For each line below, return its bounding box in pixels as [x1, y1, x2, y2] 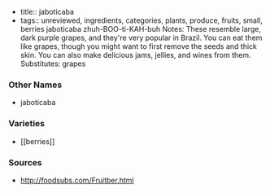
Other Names [8, 79, 63, 90]
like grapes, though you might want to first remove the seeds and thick [20, 42, 258, 51]
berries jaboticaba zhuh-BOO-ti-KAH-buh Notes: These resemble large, [20, 24, 262, 33]
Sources [8, 156, 42, 168]
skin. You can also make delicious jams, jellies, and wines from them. [20, 50, 251, 59]
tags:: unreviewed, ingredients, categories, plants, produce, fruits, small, [20, 15, 263, 25]
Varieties [8, 118, 45, 129]
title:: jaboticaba [20, 7, 75, 16]
